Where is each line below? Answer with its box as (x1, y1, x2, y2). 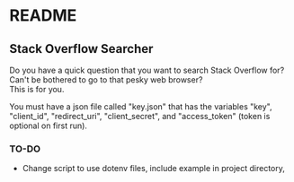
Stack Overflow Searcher (9, 41, 154, 56)
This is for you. (9, 84, 65, 94)
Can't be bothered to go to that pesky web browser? (9, 74, 203, 85)
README (9, 5, 77, 26)
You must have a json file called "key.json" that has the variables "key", (9, 101, 272, 112)
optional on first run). (9, 120, 88, 131)
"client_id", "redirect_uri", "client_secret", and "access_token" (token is (9, 111, 271, 121)
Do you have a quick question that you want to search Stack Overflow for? (9, 65, 285, 75)
